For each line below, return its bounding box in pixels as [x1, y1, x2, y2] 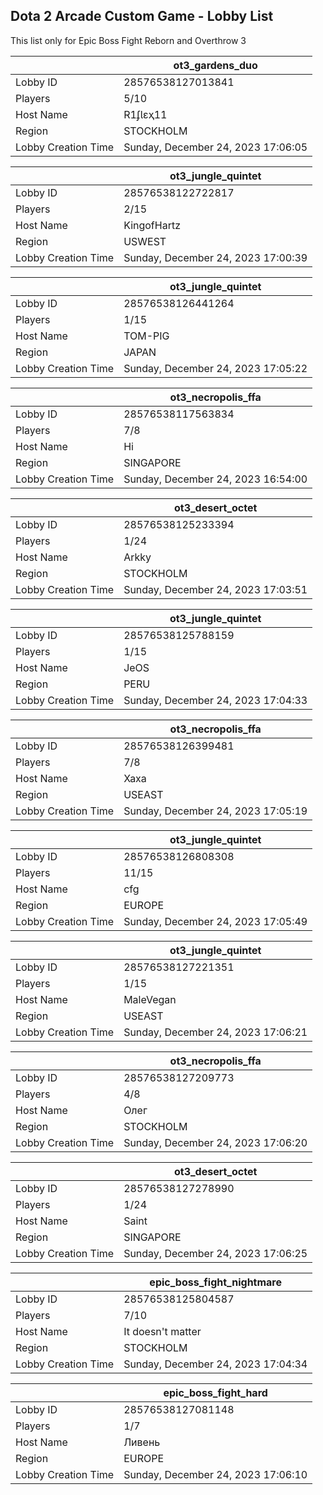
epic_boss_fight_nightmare [149, 1275, 282, 1289]
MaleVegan [123, 992, 177, 1006]
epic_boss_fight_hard [163, 1385, 268, 1399]
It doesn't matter [123, 1324, 202, 1338]
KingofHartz [123, 218, 181, 232]
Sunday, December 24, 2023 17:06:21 [123, 1025, 308, 1039]
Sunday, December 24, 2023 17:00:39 [123, 250, 308, 264]
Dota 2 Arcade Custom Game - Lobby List [10, 8, 274, 25]
